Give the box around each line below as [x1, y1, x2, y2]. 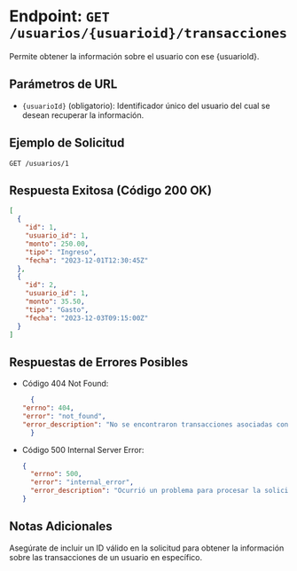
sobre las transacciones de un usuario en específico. [9, 551, 202, 562]
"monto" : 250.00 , [25, 239, 90, 248]
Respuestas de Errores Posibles [9, 355, 189, 370]
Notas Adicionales [9, 519, 113, 534]
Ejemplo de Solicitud [9, 136, 125, 151]
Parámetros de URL [9, 77, 118, 92]
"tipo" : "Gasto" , [25, 305, 90, 314]
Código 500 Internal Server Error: [21, 444, 145, 455]
